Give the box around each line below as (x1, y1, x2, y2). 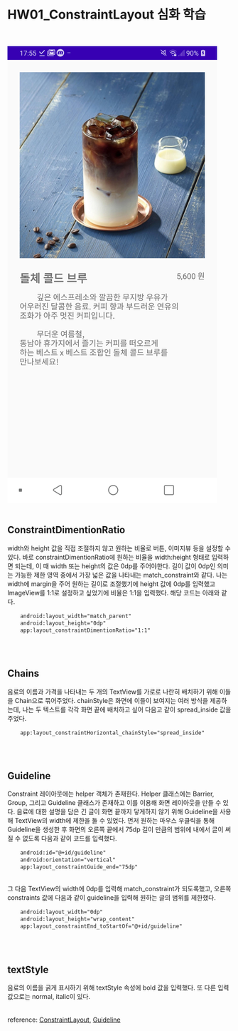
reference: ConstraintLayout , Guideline (7, 1015, 121, 1024)
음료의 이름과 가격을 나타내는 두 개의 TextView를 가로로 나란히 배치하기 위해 (7, 687, 218, 696)
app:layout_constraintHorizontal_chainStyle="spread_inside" (20, 729, 205, 737)
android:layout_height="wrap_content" (20, 915, 135, 923)
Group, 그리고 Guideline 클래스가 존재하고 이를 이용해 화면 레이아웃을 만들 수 (7, 799, 222, 807)
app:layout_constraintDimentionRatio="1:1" (20, 627, 151, 634)
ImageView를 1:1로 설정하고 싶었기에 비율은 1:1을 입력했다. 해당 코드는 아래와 (7, 588, 220, 597)
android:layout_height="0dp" (20, 620, 107, 627)
